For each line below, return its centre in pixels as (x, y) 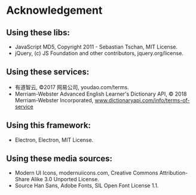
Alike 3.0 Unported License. (65, 179)
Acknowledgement (54, 10)
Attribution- (174, 173)
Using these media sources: (59, 159)
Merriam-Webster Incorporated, (54, 100)
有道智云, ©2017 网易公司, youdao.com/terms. (72, 87)
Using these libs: (38, 33)
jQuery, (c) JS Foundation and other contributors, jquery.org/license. (99, 53)
